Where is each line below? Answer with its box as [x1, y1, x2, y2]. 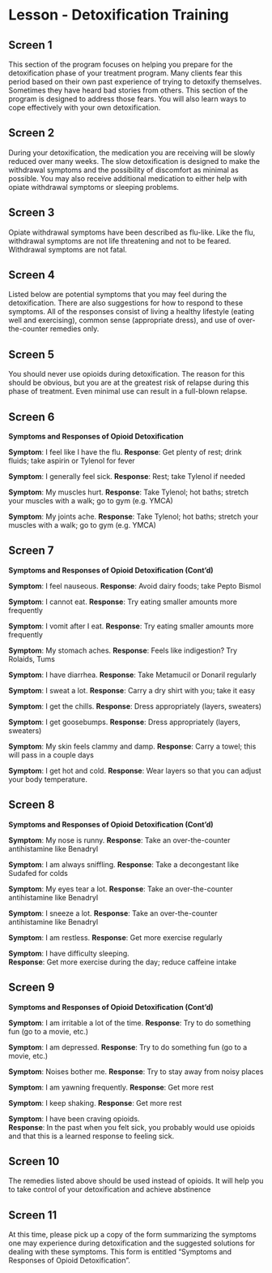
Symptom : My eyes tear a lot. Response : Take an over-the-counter [8, 883, 233, 894]
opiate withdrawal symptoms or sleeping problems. [8, 182, 180, 192]
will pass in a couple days [8, 749, 95, 760]
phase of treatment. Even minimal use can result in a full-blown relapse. [8, 386, 248, 396]
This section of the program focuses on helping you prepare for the [8, 59, 233, 69]
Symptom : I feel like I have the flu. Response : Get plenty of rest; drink [8, 447, 242, 457]
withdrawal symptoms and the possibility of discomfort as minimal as [8, 165, 239, 175]
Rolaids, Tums [8, 654, 55, 663]
